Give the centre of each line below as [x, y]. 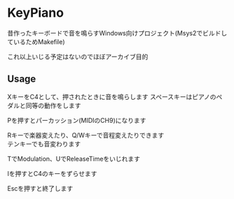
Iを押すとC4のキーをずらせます [52, 173]
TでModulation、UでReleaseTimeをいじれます [74, 159]
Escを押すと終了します [40, 188]
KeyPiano [36, 13]
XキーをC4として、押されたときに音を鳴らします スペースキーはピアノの [112, 96]
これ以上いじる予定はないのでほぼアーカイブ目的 [78, 57]
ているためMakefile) [36, 42]
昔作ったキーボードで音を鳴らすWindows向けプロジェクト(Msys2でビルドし [117, 33]
